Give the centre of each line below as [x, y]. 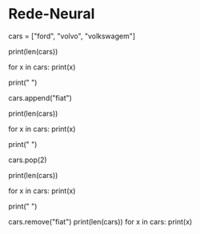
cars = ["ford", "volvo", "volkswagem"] [72, 36]
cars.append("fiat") [40, 97]
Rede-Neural [52, 14]
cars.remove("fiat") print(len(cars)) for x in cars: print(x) [100, 221]
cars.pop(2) [28, 160]
